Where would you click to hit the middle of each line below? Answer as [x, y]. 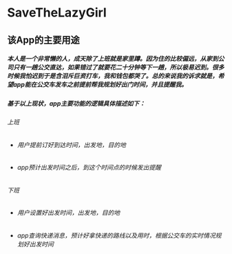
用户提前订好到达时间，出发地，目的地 [71, 145]
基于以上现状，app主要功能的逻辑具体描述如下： [76, 103]
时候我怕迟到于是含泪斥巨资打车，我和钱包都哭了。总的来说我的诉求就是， [113, 76]
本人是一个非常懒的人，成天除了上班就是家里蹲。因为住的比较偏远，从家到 [113, 59]
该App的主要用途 [44, 40]
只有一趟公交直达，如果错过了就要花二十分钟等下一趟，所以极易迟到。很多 [118, 68]
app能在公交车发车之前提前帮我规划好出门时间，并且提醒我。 [100, 85]
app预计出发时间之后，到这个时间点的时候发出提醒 [89, 168]
